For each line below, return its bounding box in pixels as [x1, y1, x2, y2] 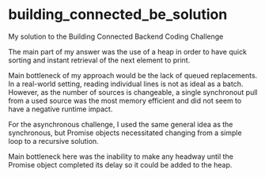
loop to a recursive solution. [8, 136, 99, 145]
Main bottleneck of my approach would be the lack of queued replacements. [8, 70, 258, 80]
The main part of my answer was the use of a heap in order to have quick [8, 47, 248, 56]
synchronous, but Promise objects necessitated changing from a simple [8, 128, 243, 137]
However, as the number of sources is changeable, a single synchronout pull [8, 87, 258, 96]
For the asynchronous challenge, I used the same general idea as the [8, 119, 233, 129]
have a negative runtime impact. [8, 104, 113, 114]
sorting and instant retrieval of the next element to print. [8, 55, 191, 65]
